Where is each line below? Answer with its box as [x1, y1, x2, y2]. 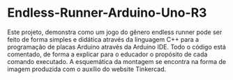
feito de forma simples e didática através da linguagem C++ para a [7, 35, 200, 43]
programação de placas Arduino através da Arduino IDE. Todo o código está [7, 42, 227, 51]
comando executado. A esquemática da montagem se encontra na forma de [7, 57, 227, 65]
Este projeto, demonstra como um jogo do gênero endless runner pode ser [7, 28, 223, 36]
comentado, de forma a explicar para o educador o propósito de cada [7, 50, 208, 58]
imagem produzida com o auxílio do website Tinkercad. [7, 65, 167, 73]
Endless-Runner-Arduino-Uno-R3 [7, 5, 207, 21]
